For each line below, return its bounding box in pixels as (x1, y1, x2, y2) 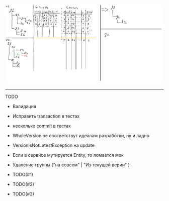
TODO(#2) (12, 181, 34, 187)
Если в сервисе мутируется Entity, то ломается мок (12, 152, 124, 158)
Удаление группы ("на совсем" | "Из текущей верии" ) (12, 161, 130, 168)
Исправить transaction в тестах (12, 113, 79, 119)
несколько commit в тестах (12, 123, 71, 129)
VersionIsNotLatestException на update (12, 142, 95, 148)
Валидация (12, 103, 36, 109)
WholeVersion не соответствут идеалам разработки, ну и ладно (12, 132, 150, 138)
